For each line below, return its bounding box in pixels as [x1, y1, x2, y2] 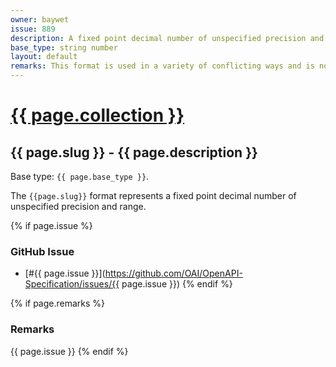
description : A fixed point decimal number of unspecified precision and [10, 33, 325, 43]
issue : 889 [10, 24, 56, 34]
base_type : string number [10, 42, 118, 53]
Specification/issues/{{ [24, 278, 120, 290]
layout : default [10, 52, 78, 62]
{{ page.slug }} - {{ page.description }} [10, 144, 258, 161]
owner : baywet [10, 14, 70, 25]
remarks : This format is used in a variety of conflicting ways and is [10, 61, 315, 71]
